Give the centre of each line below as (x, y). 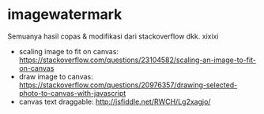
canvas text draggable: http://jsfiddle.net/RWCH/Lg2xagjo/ (115, 101)
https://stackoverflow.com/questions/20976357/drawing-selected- (128, 85)
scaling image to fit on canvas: (69, 51)
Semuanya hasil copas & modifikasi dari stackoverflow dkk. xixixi (113, 36)
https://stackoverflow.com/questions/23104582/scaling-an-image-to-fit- (137, 60)
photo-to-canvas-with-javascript (72, 93)
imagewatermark (65, 15)
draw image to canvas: (56, 76)
